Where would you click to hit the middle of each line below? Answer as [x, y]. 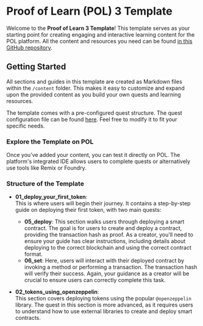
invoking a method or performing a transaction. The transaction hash [111, 267]
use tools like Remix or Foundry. [46, 168]
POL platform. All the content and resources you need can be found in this [99, 41]
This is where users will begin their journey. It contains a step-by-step [103, 203]
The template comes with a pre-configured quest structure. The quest [94, 113]
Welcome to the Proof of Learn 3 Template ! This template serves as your [98, 28]
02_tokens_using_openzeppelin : [57, 292]
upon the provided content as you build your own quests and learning [94, 94]
